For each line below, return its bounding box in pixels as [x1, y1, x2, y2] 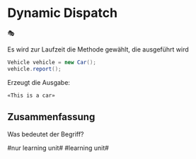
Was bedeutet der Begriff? [7, 129, 84, 139]
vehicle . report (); [7, 65, 62, 72]
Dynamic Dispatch [7, 5, 118, 21]
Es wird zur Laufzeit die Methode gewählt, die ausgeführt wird [7, 45, 189, 54]
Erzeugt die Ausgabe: [7, 78, 71, 86]
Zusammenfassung [7, 111, 96, 123]
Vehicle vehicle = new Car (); [7, 59, 97, 66]
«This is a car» [7, 92, 55, 99]
